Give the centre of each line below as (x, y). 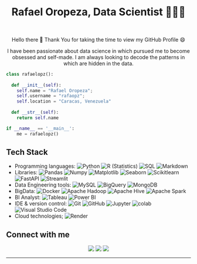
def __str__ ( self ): (35, 113)
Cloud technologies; (39, 216)
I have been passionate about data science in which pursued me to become (98, 51)
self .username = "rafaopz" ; (51, 96)
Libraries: (26, 172)
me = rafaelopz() (38, 134)
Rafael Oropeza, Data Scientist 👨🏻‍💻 (98, 12)
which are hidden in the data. (98, 63)
